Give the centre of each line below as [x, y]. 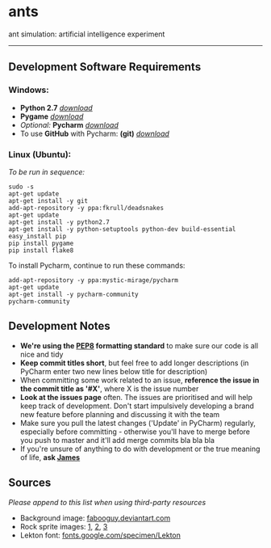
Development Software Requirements [105, 67]
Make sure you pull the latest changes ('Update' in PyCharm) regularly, [138, 423]
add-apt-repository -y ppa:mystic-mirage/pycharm [94, 280]
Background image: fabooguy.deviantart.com [95, 518]
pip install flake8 [41, 250]
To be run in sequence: [47, 171]
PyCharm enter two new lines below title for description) [114, 371]
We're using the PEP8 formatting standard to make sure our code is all [139, 345]
